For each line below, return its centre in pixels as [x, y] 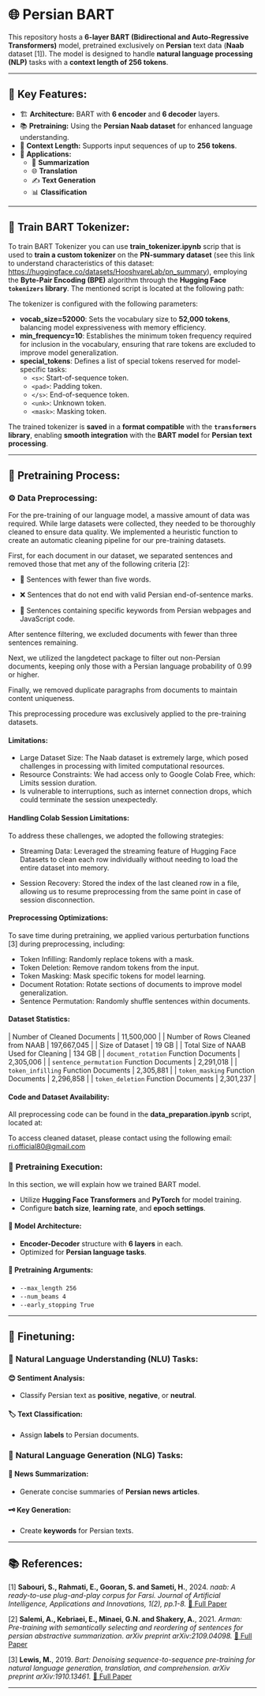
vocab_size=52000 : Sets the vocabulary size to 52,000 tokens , [125, 318]
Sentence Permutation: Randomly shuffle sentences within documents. [135, 1001]
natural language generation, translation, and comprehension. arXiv [119, 1668]
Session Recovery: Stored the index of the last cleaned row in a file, [129, 883]
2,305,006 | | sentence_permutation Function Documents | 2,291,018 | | [123, 1062]
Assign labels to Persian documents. [79, 1434]
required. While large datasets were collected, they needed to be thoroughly [132, 524]
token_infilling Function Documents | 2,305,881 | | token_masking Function [131, 1070]
